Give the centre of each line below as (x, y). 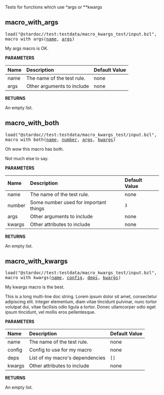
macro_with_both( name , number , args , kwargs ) (61, 139)
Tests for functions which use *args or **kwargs (54, 7)
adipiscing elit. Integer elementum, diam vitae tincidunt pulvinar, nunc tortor (81, 302)
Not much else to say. (27, 158)
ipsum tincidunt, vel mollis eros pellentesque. (51, 312)
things (37, 209)
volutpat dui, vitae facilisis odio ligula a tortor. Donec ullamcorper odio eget (81, 307)
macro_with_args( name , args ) (40, 39)
